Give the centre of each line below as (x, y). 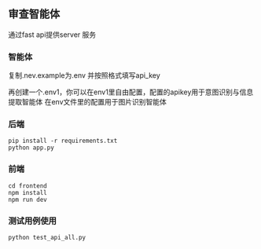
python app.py (31, 148)
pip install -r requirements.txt (63, 141)
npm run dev (28, 200)
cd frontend (28, 186)
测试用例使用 (33, 221)
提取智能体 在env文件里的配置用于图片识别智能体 (88, 102)
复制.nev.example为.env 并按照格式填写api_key (85, 75)
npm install (28, 192)
